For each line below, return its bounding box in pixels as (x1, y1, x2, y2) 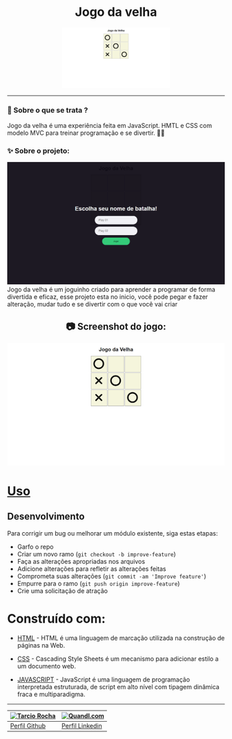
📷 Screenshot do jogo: (66, 321, 166, 333)
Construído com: (7, 610, 106, 626)
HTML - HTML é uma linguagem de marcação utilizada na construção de (17, 634, 225, 642)
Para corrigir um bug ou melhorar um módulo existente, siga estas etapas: (7, 529, 218, 537)
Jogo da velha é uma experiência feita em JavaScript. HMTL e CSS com (7, 121, 213, 129)
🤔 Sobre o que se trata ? (7, 105, 88, 115)
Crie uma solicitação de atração (17, 586, 108, 595)
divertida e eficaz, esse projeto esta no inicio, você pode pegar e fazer (7, 292, 209, 301)
